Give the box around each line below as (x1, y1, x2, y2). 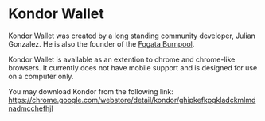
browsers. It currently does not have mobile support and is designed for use (8, 62, 258, 72)
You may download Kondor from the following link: (8, 86, 173, 96)
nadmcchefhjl (8, 104, 53, 113)
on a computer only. (8, 71, 74, 81)
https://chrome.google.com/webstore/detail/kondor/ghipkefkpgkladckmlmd (8, 95, 256, 104)
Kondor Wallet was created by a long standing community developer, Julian (8, 31, 256, 40)
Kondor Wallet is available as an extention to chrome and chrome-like (8, 55, 236, 64)
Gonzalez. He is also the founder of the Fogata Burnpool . (8, 39, 195, 48)
